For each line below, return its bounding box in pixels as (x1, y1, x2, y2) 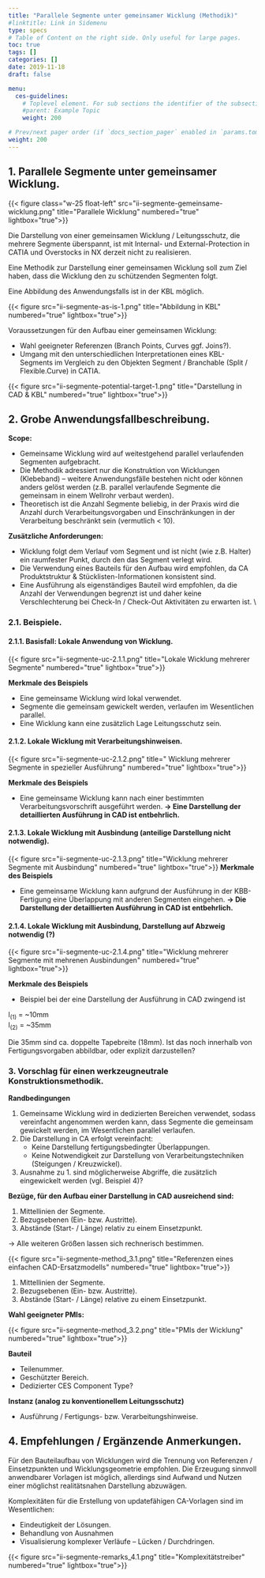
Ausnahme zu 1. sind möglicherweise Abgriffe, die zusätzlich (19, 1167, 218, 1177)
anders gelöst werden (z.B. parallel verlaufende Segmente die (19, 482, 221, 492)
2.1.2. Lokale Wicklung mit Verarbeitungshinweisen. (8, 736, 183, 746)
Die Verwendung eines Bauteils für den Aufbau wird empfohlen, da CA (19, 563, 248, 573)
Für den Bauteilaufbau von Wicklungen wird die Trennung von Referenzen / (8, 1455, 253, 1465)
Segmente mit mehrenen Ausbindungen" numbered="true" (8, 956, 200, 965)
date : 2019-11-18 (8, 63, 65, 71)
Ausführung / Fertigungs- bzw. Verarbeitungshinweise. (19, 1412, 199, 1421)
